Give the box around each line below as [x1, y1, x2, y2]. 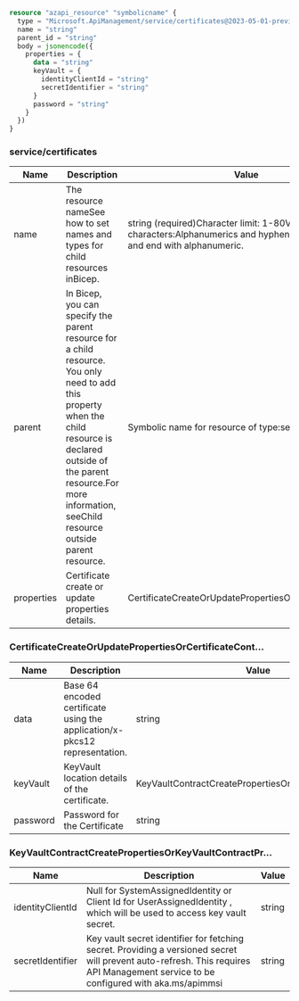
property [65, 399, 102, 411]
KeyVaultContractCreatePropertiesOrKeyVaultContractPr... [9, 846, 273, 858]
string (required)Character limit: [127, 217, 261, 229]
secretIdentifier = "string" [41, 83, 149, 92]
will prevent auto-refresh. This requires [85, 955, 251, 967]
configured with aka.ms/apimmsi [85, 977, 223, 989]
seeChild [65, 510, 103, 523]
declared [65, 443, 103, 456]
